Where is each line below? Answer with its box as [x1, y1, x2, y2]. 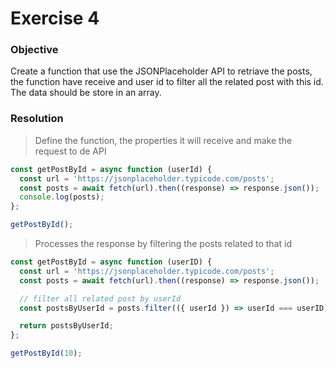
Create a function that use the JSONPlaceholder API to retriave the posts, [10, 65, 313, 77]
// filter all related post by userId [19, 293, 182, 304]
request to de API [34, 145, 107, 157]
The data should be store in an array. [10, 87, 162, 99]
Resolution [10, 112, 64, 126]
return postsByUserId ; [19, 321, 114, 331]
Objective [10, 43, 59, 57]
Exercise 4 [10, 7, 100, 30]
